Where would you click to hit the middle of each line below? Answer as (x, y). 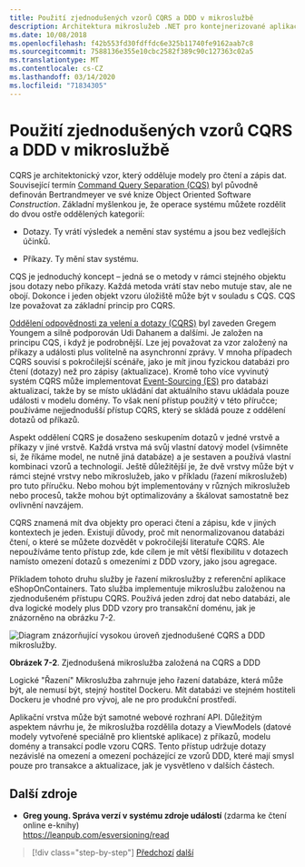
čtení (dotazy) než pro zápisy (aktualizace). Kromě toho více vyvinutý (139, 371)
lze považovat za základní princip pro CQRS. (92, 305)
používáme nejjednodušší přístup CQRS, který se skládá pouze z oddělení (148, 409)
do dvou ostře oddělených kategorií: (77, 214)
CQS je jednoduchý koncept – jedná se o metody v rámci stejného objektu (148, 276)
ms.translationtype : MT (54, 60)
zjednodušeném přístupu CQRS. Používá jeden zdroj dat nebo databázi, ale (150, 598)
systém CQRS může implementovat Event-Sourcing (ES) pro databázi (139, 381)
